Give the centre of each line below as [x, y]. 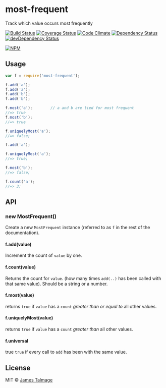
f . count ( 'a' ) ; [20, 182]
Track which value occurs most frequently [49, 23]
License [18, 368]
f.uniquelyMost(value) [29, 318]
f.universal [17, 341]
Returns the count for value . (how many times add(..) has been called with [83, 278]
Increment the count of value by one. [44, 255]
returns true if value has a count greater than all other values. [69, 329]
